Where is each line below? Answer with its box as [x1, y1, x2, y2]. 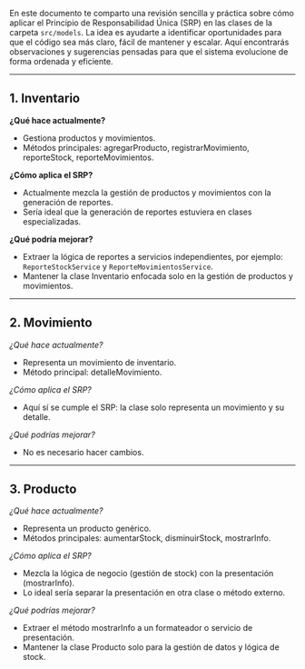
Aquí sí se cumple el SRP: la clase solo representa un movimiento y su [22, 402, 284, 413]
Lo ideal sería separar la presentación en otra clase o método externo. [22, 587, 286, 598]
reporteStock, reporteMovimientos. [22, 152, 154, 163]
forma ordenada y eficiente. [9, 56, 113, 66]
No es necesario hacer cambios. [22, 446, 144, 457]
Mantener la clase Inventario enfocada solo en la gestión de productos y [22, 270, 293, 281]
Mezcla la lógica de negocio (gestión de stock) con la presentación [22, 568, 274, 579]
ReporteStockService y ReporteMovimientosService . [22, 261, 213, 272]
